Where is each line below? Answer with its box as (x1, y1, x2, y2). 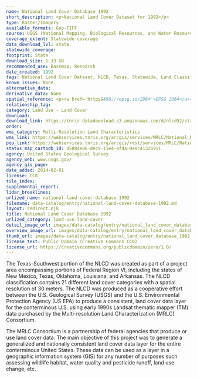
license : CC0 (6, 173, 38, 179)
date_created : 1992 (6, 69, 54, 75)
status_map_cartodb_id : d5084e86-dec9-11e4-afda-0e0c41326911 (6, 145, 161, 151)
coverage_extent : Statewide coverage (6, 36, 98, 42)
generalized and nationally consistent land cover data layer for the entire (6, 340, 181, 347)
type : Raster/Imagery (6, 19, 59, 25)
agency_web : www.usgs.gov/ (6, 157, 72, 163)
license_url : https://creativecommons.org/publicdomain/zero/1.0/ (6, 244, 172, 250)
